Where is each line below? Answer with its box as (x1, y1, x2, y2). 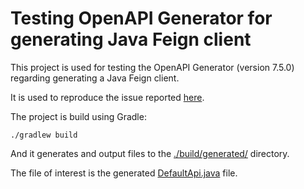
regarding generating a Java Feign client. (10, 72, 180, 84)
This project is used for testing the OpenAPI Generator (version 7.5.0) (10, 61, 295, 73)
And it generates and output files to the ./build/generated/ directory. (10, 147, 290, 159)
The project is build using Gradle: (10, 110, 147, 122)
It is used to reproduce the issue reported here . (10, 91, 205, 103)
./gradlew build (10, 130, 78, 140)
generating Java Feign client (10, 28, 252, 51)
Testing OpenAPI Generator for (10, 7, 273, 30)
